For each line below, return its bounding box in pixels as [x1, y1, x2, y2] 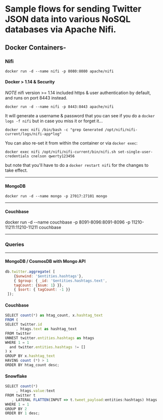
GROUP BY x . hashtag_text [5, 354, 55, 358]
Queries [5, 241, 24, 248]
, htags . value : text [16, 388, 55, 393]
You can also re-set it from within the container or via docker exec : [5, 140, 138, 146]
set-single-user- [118, 149, 153, 155]
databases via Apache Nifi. [5, 24, 116, 35]
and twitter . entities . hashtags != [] [9, 344, 86, 350]
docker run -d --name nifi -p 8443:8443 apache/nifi [5, 104, 114, 110]
